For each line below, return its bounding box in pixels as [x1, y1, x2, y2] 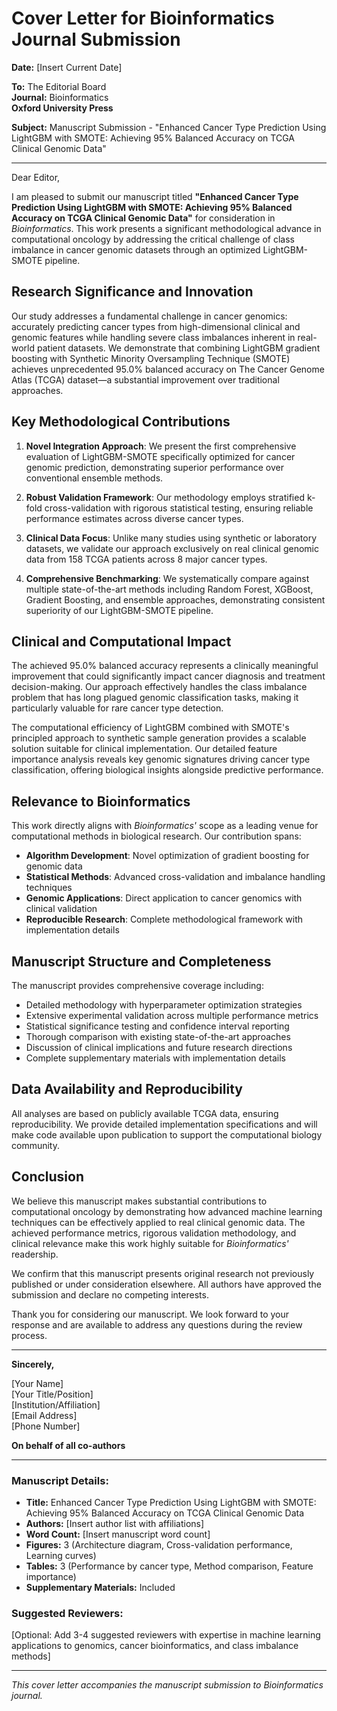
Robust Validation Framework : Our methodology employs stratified [25, 491, 305, 503]
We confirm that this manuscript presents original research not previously [11, 1267, 315, 1279]
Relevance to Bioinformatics [11, 793, 191, 810]
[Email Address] [11, 1409, 78, 1421]
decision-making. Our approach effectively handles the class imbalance [11, 681, 308, 693]
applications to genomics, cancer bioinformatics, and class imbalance [11, 1640, 299, 1652]
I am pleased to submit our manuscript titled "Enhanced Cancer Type [11, 190, 299, 202]
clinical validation [25, 903, 98, 915]
